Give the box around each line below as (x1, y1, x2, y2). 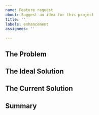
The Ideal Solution (5, 67, 64, 75)
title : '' (5, 17, 26, 22)
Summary (5, 101, 37, 110)
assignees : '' (5, 26, 36, 32)
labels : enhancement (5, 21, 49, 27)
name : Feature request (5, 7, 53, 13)
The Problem (5, 49, 47, 59)
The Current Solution (5, 84, 73, 93)
